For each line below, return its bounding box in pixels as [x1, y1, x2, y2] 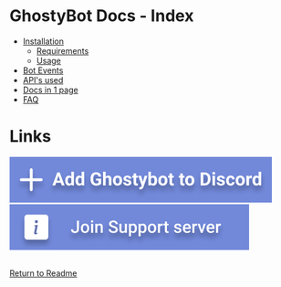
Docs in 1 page [22, 84, 79, 95]
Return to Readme [9, 268, 78, 279]
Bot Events [22, 65, 64, 76]
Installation [22, 36, 65, 47]
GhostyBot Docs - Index [9, 5, 194, 27]
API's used [22, 74, 64, 85]
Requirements [36, 45, 89, 56]
